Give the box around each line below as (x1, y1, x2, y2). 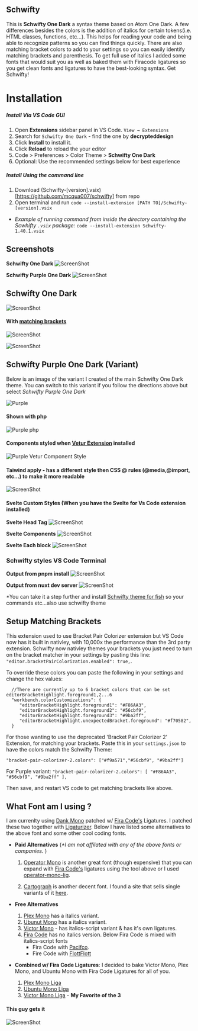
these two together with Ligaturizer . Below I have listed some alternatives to (6, 823, 191, 831)
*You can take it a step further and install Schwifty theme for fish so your (6, 593, 184, 600)
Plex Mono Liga (23, 979, 61, 987)
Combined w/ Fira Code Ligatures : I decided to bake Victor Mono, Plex (14, 962, 189, 969)
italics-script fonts (23, 937, 68, 945)
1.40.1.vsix (14, 228, 44, 234)
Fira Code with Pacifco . (32, 944, 90, 951)
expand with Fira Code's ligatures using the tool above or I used (23, 865, 179, 872)
